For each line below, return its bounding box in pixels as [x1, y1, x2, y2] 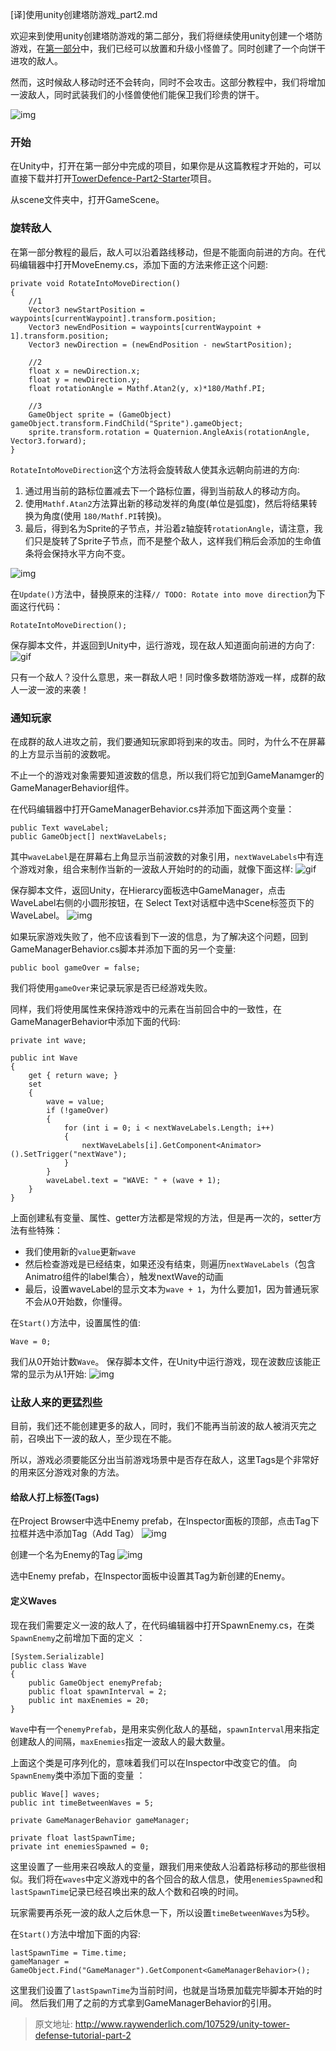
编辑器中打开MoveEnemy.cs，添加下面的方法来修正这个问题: [18, 258, 269, 270]
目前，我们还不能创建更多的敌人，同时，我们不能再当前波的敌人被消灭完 [10, 1420, 308, 1432]
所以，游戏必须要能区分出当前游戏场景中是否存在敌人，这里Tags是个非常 [10, 1454, 311, 1466]
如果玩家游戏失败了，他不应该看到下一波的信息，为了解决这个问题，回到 [10, 930, 308, 942]
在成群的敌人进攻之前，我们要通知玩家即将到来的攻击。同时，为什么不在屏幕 [10, 735, 326, 747]
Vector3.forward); [10, 436, 87, 446]
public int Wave [10, 1053, 78, 1063]
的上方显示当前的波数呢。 [10, 748, 116, 760]
